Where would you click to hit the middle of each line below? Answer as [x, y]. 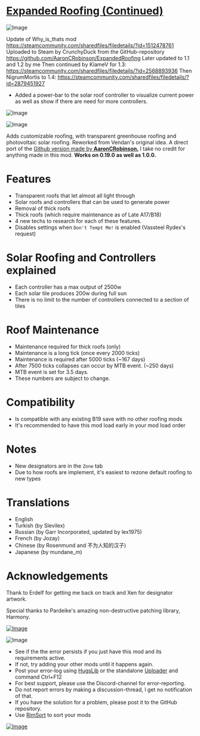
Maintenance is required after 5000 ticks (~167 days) [80, 359]
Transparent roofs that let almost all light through [75, 196]
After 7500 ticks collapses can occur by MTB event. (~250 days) [94, 366]
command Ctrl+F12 [38, 677]
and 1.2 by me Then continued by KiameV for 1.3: [66, 64]
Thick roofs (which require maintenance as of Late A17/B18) [88, 214]
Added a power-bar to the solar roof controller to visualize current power [104, 95]
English [24, 519]
